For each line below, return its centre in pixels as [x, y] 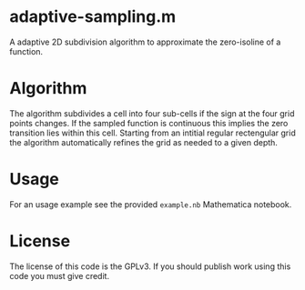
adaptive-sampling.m [93, 17]
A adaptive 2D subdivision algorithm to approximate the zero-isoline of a [145, 42]
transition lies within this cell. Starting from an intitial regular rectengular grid [152, 133]
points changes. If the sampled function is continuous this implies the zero [149, 123]
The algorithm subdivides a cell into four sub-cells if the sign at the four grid [152, 113]
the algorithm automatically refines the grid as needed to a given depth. [143, 142]
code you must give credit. [60, 275]
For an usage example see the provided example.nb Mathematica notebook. [151, 204]
